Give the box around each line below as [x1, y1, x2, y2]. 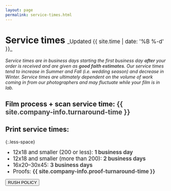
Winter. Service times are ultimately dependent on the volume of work [5, 74, 153, 80]
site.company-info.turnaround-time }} [5, 108, 131, 116]
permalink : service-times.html [5, 12, 72, 17]
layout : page [5, 7, 33, 13]
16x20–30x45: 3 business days [12, 161, 93, 168]
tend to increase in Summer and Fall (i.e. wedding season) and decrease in [5, 69, 164, 75]
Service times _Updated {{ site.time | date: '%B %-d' [5, 34, 164, 46]
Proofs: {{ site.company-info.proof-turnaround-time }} [12, 167, 156, 175]
